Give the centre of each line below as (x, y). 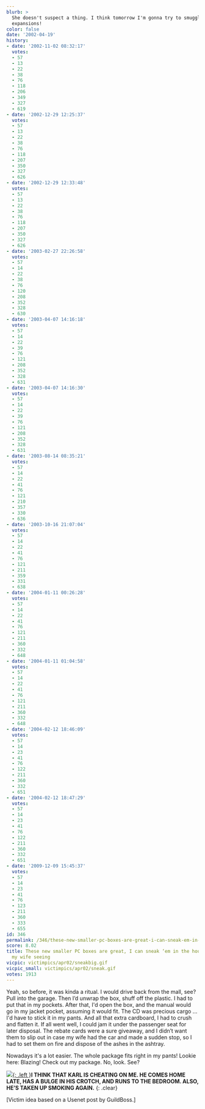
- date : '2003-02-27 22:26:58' (46, 251)
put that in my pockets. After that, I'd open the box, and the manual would (99, 1004)
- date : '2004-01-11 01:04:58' (46, 661)
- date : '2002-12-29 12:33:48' (46, 183)
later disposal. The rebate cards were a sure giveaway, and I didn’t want (97, 1031)
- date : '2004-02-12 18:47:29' (46, 798)
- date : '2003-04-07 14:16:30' (46, 388)
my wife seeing (31, 957)
